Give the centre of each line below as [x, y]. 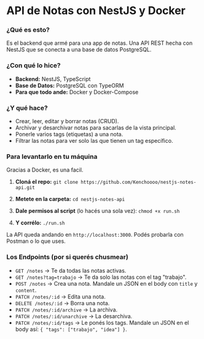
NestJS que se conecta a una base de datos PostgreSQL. [79, 50]
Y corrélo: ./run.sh [40, 223]
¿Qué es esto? [28, 30]
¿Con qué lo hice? [33, 66]
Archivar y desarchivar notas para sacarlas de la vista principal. [96, 128]
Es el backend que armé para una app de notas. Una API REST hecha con [100, 43]
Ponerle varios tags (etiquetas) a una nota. [69, 134]
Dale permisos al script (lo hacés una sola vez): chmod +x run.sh [97, 211]
